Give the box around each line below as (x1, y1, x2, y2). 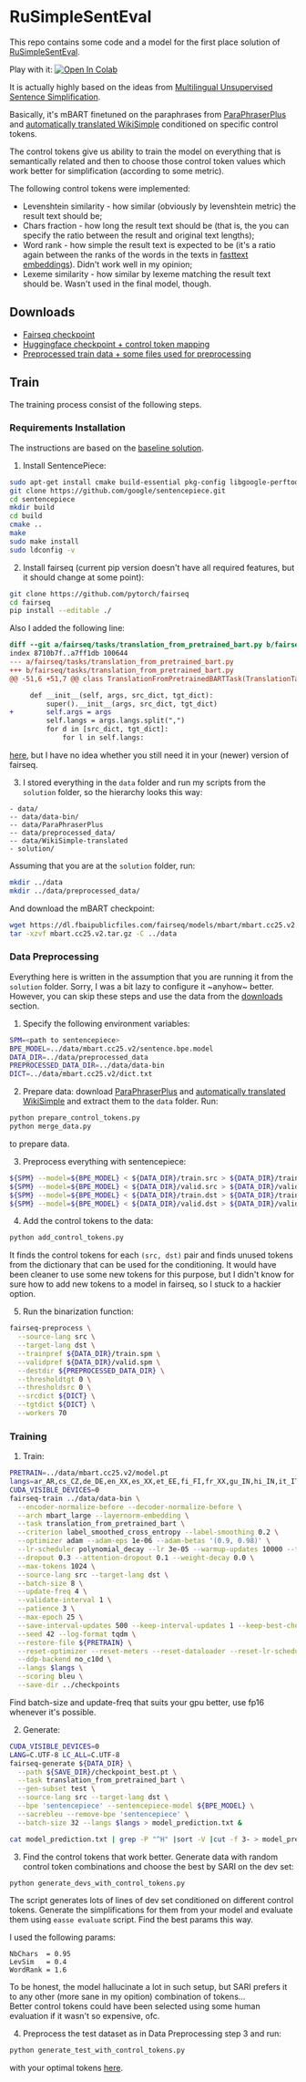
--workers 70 (17, 1409, 67, 1418)
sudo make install (9, 536, 79, 546)
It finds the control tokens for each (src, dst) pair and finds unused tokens (9, 1249, 293, 1260)
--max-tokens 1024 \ (17, 1561, 96, 1570)
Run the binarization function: (22, 1306, 134, 1317)
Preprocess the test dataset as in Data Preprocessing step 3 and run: (22, 2028, 282, 2039)
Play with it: (9, 64, 53, 75)
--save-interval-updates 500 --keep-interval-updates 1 (17, 1621, 234, 1630)
